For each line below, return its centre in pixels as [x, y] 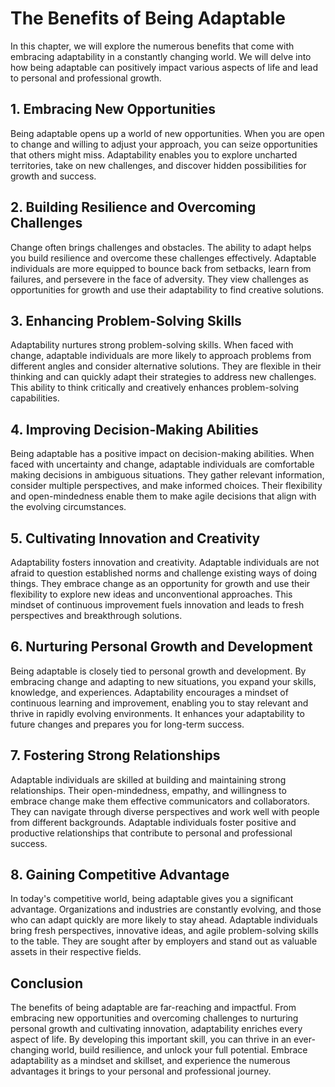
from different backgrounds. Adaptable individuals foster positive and [153, 822]
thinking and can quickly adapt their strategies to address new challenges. [163, 377]
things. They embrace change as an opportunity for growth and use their [160, 583]
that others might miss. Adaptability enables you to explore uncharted [154, 154]
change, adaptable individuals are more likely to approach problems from [161, 356]
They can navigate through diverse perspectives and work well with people [165, 811]
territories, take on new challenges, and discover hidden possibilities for [158, 165]
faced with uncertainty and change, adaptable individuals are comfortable [162, 464]
